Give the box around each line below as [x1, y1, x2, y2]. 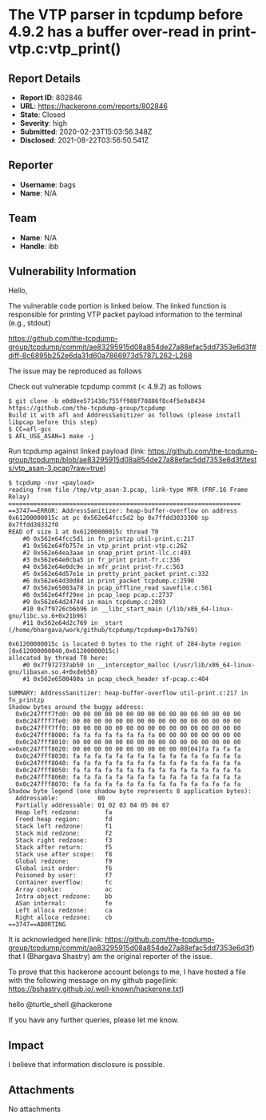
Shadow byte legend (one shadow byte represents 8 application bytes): [8, 788, 252, 796]
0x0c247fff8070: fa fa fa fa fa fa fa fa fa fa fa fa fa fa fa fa [15, 780, 241, 788]
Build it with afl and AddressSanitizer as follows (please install [8, 411, 241, 420]
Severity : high [19, 119, 68, 127]
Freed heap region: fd [15, 816, 113, 824]
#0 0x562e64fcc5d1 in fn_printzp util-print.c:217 [22, 535, 195, 543]
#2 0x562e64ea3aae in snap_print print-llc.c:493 [22, 549, 192, 558]
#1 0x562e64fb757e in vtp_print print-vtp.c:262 [22, 542, 188, 550]
